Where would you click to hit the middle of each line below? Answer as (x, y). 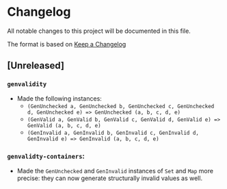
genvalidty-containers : (46, 156)
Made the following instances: (59, 98)
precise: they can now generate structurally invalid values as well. (110, 178)
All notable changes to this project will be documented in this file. (99, 31)
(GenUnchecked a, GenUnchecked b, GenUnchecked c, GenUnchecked (121, 106)
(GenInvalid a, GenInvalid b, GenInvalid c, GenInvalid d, (113, 133)
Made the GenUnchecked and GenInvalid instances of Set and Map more (115, 171)
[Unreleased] (36, 66)
